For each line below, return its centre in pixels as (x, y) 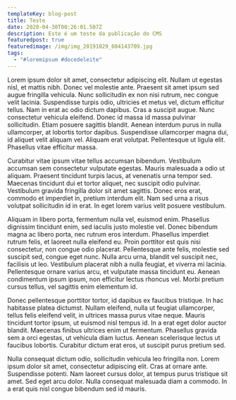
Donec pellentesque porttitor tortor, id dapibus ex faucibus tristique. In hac (116, 300)
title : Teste (26, 20)
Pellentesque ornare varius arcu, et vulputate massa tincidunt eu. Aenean (114, 271)
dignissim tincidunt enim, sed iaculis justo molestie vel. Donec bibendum (113, 227)
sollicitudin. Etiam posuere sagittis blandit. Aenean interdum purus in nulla (114, 125)
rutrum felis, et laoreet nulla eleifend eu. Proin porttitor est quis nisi (104, 242)
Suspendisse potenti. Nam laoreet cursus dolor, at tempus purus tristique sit (118, 373)
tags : (15, 54)
